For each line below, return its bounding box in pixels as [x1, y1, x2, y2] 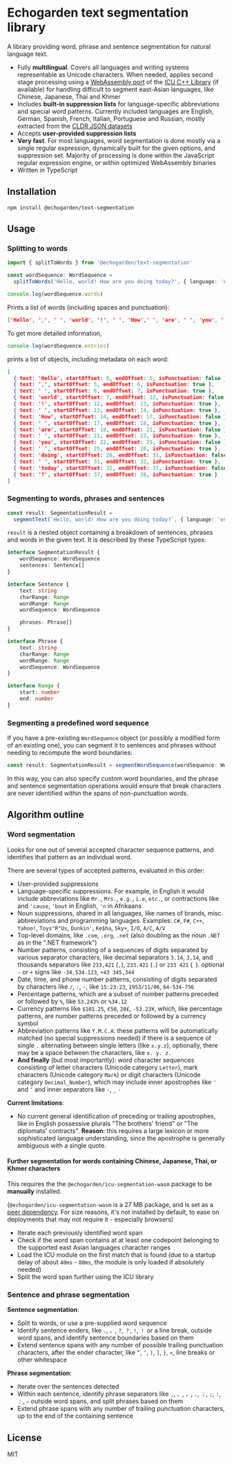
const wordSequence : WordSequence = [7, 272, 113, 279]
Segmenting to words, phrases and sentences [7, 494, 165, 504]
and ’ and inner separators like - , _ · [17, 1085, 122, 1093]
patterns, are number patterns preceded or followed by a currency [17, 1011, 206, 1020]
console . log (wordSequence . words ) [7, 291, 104, 298]
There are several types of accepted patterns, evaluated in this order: [7, 866, 205, 875]
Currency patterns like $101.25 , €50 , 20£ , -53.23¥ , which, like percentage [17, 1004, 223, 1013]
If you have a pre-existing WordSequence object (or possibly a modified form [7, 734, 220, 742]
